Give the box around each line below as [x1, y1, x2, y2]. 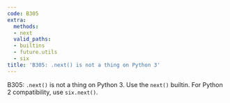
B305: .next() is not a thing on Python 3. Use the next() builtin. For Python [7, 80, 223, 88]
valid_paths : [13, 36, 52, 43]
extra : [7, 17, 26, 24]
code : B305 [7, 10, 39, 17]
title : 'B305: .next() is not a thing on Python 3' [7, 62, 160, 68]
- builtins [13, 42, 45, 49]
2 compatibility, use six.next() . [7, 88, 98, 96]
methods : [13, 23, 39, 30]
